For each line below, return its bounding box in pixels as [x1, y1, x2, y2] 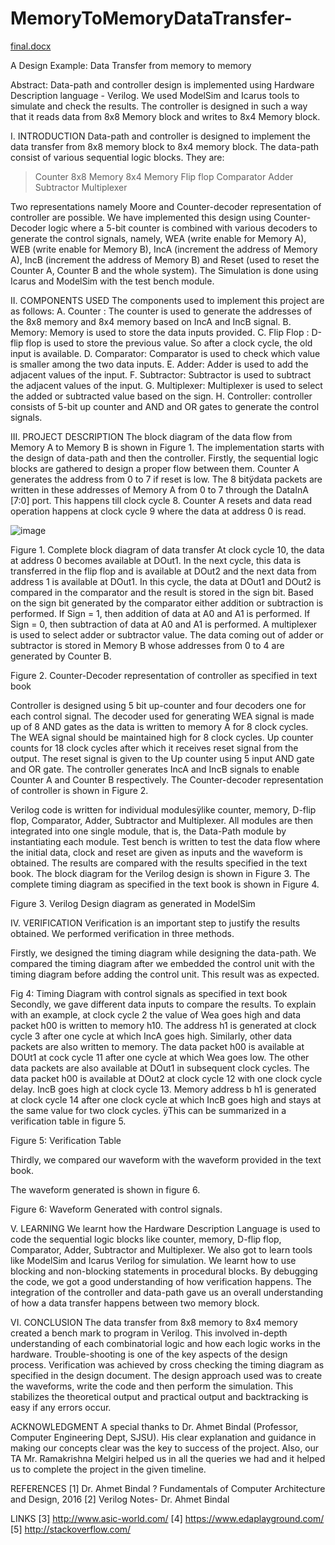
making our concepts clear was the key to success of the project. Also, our [10, 1442, 320, 1454]
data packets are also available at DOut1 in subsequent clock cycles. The [10, 1062, 310, 1074]
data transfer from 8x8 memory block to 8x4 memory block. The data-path [10, 140, 320, 152]
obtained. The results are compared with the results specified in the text [10, 857, 308, 869]
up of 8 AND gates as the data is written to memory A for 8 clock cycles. [10, 720, 309, 732]
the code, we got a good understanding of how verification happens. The [10, 1275, 312, 1287]
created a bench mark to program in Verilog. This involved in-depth [10, 1327, 288, 1339]
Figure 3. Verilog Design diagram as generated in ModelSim [10, 897, 256, 909]
